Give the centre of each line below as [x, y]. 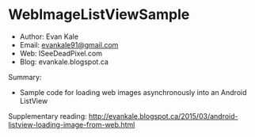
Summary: [25, 77]
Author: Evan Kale [49, 36]
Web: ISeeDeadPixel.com [61, 53]
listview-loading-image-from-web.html [72, 124]
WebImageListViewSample [99, 15]
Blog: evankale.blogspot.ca [64, 62]
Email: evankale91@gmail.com [69, 44]
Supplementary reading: [48, 116]
